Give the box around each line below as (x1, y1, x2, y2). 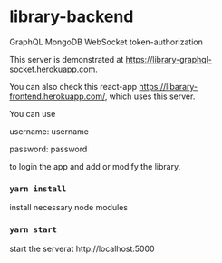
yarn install (9, 183, 67, 194)
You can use (9, 108, 56, 119)
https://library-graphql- (125, 54, 213, 64)
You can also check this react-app (9, 81, 138, 92)
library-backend (9, 6, 134, 27)
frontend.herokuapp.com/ (9, 91, 106, 102)
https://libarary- (139, 81, 198, 92)
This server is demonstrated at (9, 54, 124, 64)
